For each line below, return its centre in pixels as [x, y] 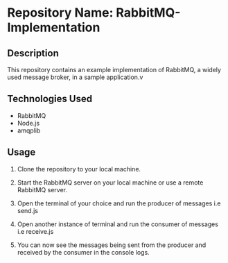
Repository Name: [60, 13]
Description [33, 53]
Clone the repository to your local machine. [79, 169]
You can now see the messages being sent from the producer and [112, 245]
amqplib [29, 130]
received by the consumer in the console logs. [84, 252]
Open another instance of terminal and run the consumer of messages [117, 224]
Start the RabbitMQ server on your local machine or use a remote [110, 183]
